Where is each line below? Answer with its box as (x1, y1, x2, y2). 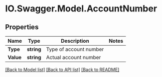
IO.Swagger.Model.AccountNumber (5, 3, 158, 14)
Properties (5, 23, 39, 31)
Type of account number (46, 46, 104, 53)
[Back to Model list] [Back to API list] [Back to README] (5, 67, 120, 73)
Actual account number (46, 54, 101, 61)
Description (60, 38, 90, 44)
